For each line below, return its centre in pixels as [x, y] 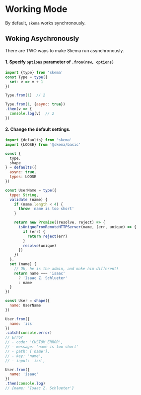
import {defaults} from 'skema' [38, 140]
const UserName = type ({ [31, 190]
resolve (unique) [40, 246]
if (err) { [34, 232]
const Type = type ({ [27, 77]
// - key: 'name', [24, 356]
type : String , [24, 195]
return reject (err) [47, 236]
